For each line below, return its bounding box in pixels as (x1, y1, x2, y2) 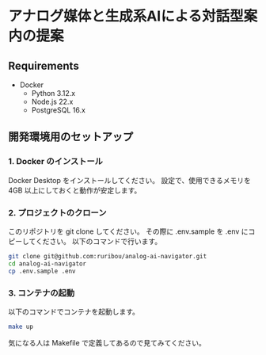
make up (8, 323, 34, 330)
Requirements (8, 59, 79, 72)
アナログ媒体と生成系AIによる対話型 (8, 7, 244, 25)
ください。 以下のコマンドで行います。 (35, 236, 162, 246)
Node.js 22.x (31, 97, 74, 106)
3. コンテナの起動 (8, 287, 75, 298)
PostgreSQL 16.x (31, 105, 85, 115)
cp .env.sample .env (8, 267, 77, 275)
